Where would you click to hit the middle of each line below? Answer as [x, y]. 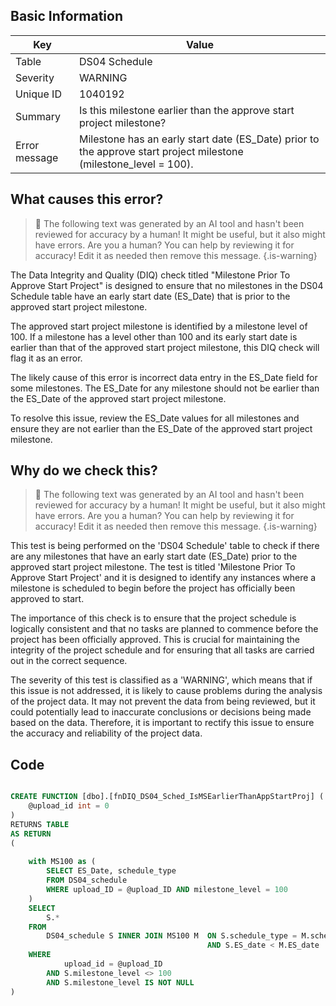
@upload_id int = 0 [69, 806]
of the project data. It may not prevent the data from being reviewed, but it [163, 701]
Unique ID [38, 94]
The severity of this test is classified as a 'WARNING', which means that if [161, 680]
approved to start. [47, 599]
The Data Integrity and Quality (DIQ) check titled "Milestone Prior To [150, 275]
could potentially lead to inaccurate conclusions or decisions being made [161, 712]
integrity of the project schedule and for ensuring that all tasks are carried [162, 650]
